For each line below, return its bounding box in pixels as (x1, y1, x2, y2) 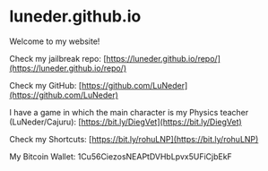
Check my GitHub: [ (9, 80, 82, 90)
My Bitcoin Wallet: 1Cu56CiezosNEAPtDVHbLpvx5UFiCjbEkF (9, 150, 233, 162)
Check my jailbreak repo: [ (9, 53, 107, 64)
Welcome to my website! (9, 36, 100, 47)
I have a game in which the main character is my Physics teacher (9, 107, 249, 117)
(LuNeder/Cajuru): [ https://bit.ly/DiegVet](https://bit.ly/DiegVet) (9, 116, 242, 127)
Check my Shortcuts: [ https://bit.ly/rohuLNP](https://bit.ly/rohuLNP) (9, 133, 259, 144)
